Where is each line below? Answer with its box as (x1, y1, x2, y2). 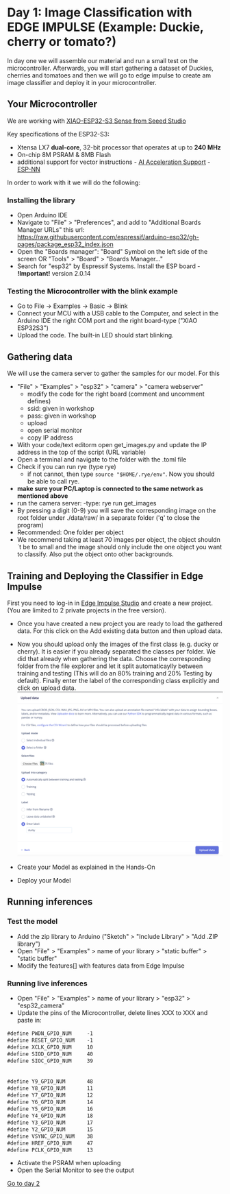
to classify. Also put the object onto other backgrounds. (16, 550, 175, 558)
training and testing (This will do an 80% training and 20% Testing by (16, 669, 213, 677)
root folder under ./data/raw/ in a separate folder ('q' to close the (16, 514, 201, 522)
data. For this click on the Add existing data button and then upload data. (16, 626, 222, 635)
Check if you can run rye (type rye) (16, 463, 116, 471)
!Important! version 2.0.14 (16, 270, 91, 278)
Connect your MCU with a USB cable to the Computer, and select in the (16, 309, 219, 318)
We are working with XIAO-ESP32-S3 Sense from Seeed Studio (7, 117, 186, 125)
